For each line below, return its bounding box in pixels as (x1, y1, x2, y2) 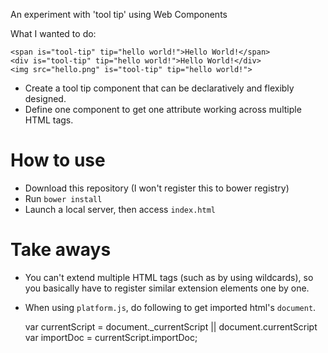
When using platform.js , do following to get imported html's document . (24, 301, 317, 313)
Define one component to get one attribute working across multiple (24, 104, 302, 115)
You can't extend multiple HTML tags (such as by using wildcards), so (24, 271, 314, 283)
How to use (10, 149, 106, 172)
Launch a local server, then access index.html (24, 203, 216, 215)
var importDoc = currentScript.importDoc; (24, 331, 198, 343)
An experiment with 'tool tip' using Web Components (10, 9, 228, 20)
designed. (24, 93, 67, 104)
